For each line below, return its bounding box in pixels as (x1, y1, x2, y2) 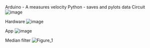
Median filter (5, 37, 31, 43)
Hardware (5, 19, 26, 24)
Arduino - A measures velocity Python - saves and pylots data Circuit (5, 4, 145, 10)
